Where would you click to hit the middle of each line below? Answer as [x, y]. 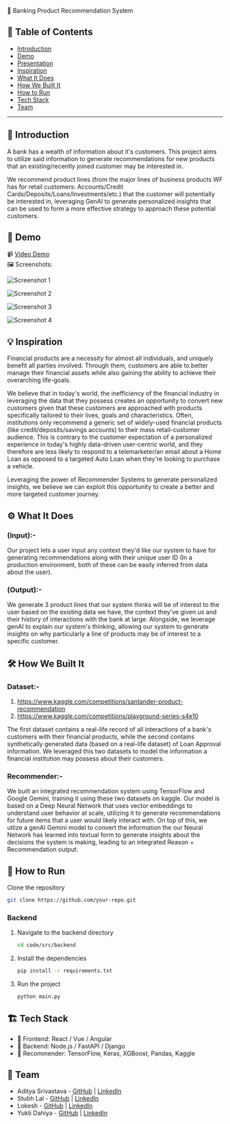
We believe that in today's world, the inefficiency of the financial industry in [113, 394]
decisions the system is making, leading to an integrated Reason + [101, 842]
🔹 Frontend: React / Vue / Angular [64, 1038]
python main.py [39, 996]
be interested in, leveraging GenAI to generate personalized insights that [109, 201]
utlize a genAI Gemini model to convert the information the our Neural [105, 828]
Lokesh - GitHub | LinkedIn [55, 1106]
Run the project [39, 983]
